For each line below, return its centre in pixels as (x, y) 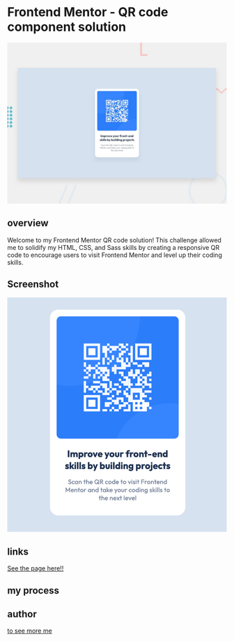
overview (28, 223)
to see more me (30, 631)
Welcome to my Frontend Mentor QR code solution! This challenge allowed (114, 240)
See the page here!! (36, 568)
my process (33, 590)
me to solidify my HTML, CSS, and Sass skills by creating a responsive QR (114, 247)
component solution (67, 27)
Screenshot (33, 285)
